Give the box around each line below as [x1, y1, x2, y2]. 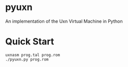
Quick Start [5, 36, 54, 47]
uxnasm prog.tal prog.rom [5, 52, 60, 57]
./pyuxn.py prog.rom [5, 57, 49, 62]
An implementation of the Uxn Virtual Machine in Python [5, 18, 123, 24]
